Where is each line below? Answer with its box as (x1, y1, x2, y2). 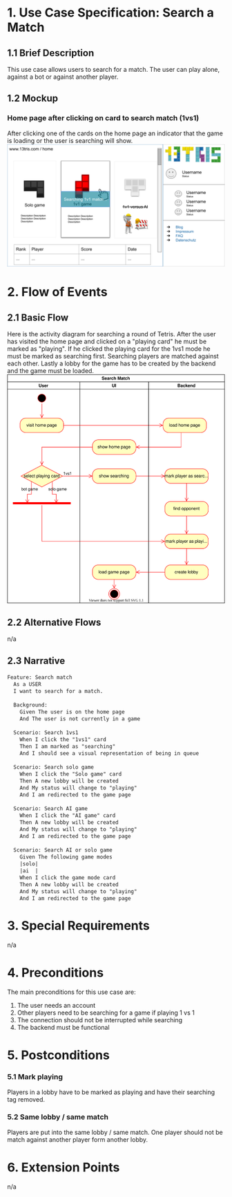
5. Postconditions (7, 1048, 110, 1063)
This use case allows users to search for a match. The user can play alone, (7, 66, 220, 73)
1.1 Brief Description (7, 47, 95, 59)
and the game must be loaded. (7, 367, 95, 375)
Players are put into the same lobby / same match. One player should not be (7, 1128, 223, 1136)
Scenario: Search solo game (13, 764, 95, 771)
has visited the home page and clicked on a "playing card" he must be (7, 337, 207, 346)
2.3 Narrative (7, 655, 66, 667)
